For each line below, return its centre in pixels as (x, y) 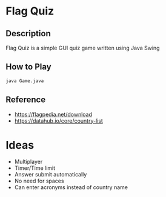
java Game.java (25, 81)
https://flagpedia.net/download (53, 114)
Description (28, 34)
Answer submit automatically (51, 175)
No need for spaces (39, 181)
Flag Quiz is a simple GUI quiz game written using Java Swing (83, 48)
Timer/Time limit (35, 168)
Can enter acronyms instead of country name (71, 187)
